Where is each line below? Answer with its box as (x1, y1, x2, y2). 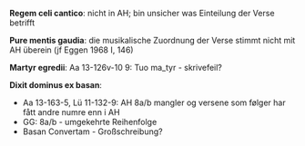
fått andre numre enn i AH (22, 107, 120, 117)
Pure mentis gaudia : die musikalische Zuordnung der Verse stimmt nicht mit (9, 35, 296, 45)
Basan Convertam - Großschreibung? (22, 126, 163, 137)
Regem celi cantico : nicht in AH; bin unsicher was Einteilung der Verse (9, 8, 275, 18)
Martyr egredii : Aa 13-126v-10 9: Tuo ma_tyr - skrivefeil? (9, 63, 223, 73)
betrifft (9, 17, 36, 28)
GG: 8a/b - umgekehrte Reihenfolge (22, 117, 158, 127)
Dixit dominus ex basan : (9, 80, 103, 90)
